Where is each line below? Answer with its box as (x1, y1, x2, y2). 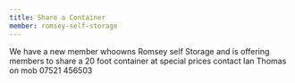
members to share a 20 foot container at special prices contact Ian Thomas (9, 55, 287, 66)
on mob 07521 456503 (9, 64, 93, 76)
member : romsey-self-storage (9, 21, 118, 30)
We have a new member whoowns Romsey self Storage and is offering (9, 46, 270, 56)
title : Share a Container (9, 12, 105, 22)
